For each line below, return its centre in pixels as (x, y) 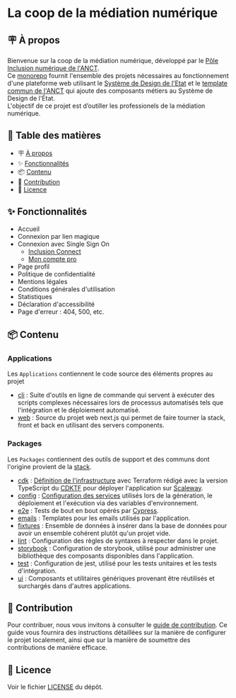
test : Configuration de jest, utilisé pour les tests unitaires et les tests (117, 563)
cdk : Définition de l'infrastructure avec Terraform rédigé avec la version (123, 480)
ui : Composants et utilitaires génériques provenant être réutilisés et (116, 578)
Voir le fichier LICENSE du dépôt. (55, 687)
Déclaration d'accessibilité (56, 304)
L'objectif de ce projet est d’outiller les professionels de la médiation (106, 106)
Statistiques (35, 296)
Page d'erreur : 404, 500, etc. (61, 311)
